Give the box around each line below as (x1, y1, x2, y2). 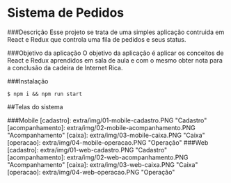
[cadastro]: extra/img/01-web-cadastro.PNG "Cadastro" (7, 145, 168, 154)
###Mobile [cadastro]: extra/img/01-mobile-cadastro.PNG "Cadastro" (7, 116, 207, 125)
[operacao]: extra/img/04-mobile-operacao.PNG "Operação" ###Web (7, 138, 209, 147)
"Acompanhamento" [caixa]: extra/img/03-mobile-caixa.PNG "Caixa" (7, 131, 205, 139)
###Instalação (7, 77, 49, 85)
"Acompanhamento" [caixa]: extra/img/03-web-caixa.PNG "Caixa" (7, 160, 198, 168)
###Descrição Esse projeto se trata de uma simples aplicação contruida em (7, 28, 225, 36)
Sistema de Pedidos (7, 5, 124, 21)
